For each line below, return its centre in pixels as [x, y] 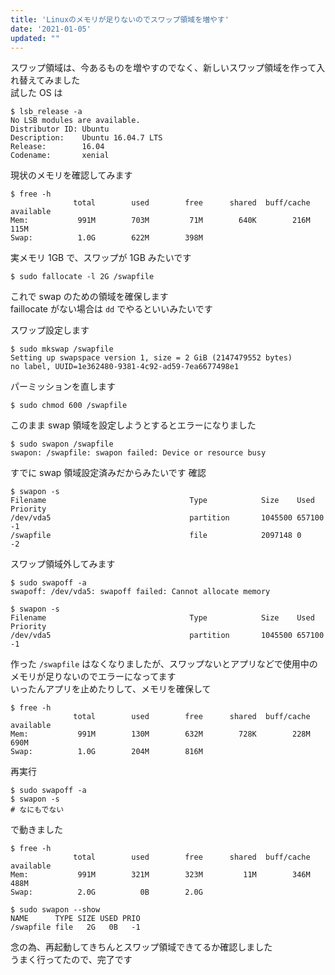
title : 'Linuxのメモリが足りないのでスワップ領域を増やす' [120, 19]
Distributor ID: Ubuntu [60, 129]
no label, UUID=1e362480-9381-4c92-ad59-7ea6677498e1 [125, 367]
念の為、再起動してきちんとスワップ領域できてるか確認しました [141, 947]
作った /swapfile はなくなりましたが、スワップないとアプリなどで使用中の [164, 664]
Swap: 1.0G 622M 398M [106, 238]
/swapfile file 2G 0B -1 [75, 927]
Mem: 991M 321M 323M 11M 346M [160, 875]
